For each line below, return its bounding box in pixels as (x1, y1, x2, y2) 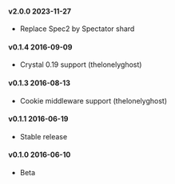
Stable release (19, 131, 68, 141)
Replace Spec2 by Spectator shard (19, 24, 135, 33)
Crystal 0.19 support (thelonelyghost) (19, 60, 142, 69)
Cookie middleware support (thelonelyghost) (19, 96, 168, 105)
